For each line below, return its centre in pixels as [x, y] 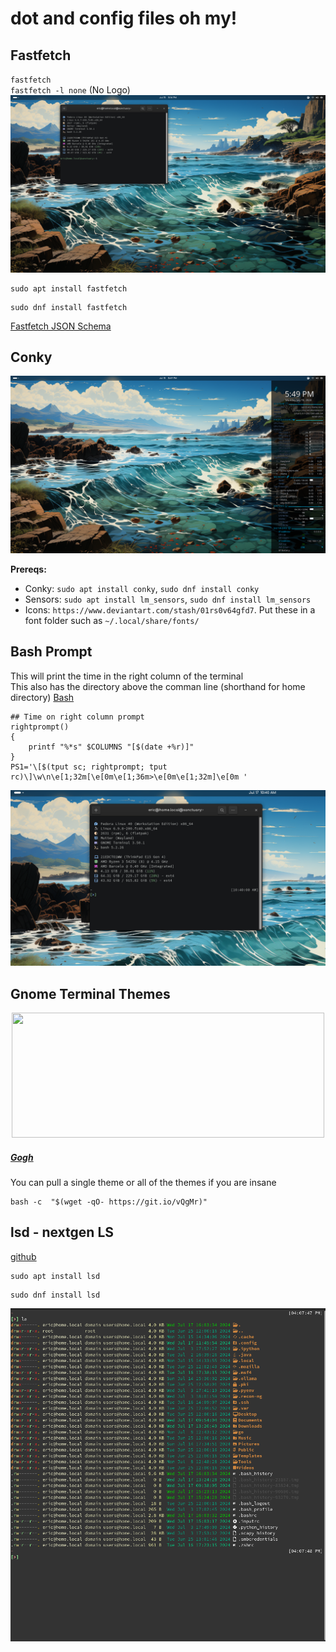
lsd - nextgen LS [62, 1232]
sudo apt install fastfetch [69, 288]
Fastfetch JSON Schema [61, 326]
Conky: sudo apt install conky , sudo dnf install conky [142, 588]
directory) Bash [42, 697]
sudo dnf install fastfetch [69, 307]
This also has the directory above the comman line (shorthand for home [158, 686]
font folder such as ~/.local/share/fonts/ [112, 620]
